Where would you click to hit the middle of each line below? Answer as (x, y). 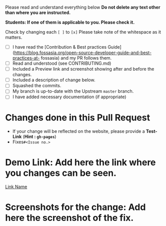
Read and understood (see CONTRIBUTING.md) (62, 63)
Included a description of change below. (54, 80)
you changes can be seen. (61, 173)
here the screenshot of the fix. (69, 218)
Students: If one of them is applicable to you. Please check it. (70, 22)
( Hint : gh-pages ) (39, 137)
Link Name (16, 187)
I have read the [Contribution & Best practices (59, 47)
